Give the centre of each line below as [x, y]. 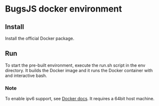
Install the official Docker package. [40, 38]
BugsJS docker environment [64, 9]
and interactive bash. [26, 76]
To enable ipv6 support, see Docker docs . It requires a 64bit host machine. [80, 99]
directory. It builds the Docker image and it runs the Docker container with [79, 70]
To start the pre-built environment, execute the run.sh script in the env [75, 65]
